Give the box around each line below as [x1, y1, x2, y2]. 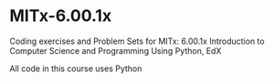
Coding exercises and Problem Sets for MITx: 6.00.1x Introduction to [9, 36, 265, 47]
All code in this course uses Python [9, 63, 142, 74]
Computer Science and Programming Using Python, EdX [9, 45, 222, 56]
